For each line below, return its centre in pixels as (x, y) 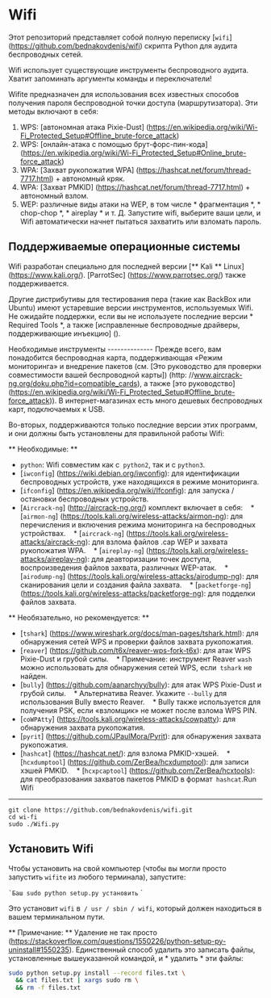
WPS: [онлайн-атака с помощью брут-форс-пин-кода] (114, 144)
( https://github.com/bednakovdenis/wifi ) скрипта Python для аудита (123, 45)
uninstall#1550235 (39, 950)
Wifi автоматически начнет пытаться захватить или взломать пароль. (141, 221)
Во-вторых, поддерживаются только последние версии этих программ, (133, 425)
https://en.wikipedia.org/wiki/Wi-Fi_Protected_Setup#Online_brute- (135, 153)
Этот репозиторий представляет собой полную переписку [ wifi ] (120, 37)
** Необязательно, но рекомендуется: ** (79, 617)
